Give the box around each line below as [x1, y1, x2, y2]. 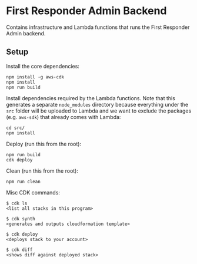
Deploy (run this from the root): [6, 140, 81, 147]
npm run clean [6, 179, 41, 184]
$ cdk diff [6, 246, 33, 253]
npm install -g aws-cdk [6, 74, 65, 80]
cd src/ [6, 125, 25, 131]
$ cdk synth [6, 216, 35, 222]
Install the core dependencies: [6, 62, 79, 70]
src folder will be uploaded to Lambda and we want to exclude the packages [6, 107, 192, 114]
